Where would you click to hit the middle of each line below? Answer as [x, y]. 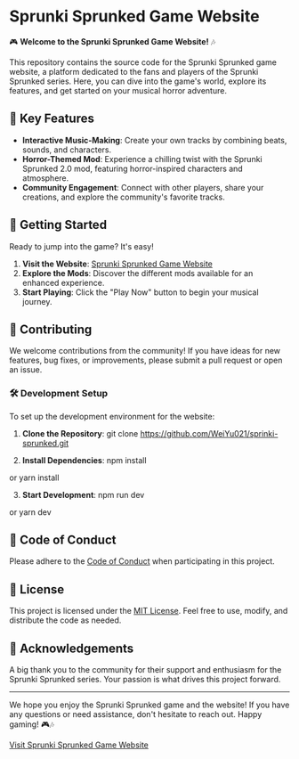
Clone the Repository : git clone [80, 433]
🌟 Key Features [52, 119]
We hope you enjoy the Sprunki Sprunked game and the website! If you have [149, 705]
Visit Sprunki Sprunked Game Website [79, 745]
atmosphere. [45, 178]
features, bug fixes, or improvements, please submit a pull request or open [146, 360]
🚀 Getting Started [58, 225]
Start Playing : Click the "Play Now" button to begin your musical [141, 292]
